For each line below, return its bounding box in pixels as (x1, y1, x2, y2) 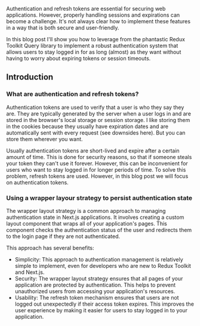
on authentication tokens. (6, 179, 69, 186)
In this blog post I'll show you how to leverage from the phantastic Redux (6, 36, 185, 42)
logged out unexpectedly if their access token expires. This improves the (14, 300, 194, 307)
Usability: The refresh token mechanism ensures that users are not (14, 294, 179, 301)
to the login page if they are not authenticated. (6, 233, 121, 240)
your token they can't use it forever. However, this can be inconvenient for (6, 160, 188, 167)
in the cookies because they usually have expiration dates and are (6, 123, 169, 130)
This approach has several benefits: (6, 244, 94, 251)
